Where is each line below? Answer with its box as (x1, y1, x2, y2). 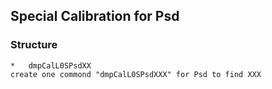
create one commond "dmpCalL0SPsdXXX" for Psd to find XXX (10, 69, 262, 79)
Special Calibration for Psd (10, 8, 180, 25)
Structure (10, 38, 58, 52)
